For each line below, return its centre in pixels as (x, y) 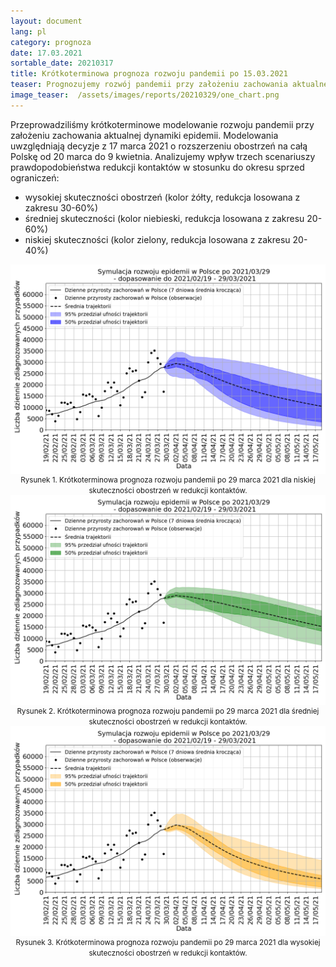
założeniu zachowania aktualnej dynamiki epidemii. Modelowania (144, 135)
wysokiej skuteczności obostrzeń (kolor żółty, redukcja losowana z (162, 197)
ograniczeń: (35, 177)
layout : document (46, 21)
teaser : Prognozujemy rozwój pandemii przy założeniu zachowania (149, 85)
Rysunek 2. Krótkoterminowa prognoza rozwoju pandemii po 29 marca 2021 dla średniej (168, 711)
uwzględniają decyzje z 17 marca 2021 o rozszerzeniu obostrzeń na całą (159, 146)
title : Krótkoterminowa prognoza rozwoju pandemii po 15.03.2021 (149, 74)
